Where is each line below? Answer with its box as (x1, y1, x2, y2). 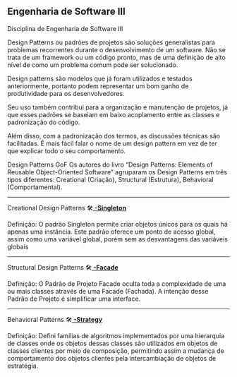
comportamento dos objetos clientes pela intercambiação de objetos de (7, 354, 217, 362)
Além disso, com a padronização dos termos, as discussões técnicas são (7, 131, 221, 140)
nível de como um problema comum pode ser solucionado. (7, 60, 178, 69)
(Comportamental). (7, 183, 63, 191)
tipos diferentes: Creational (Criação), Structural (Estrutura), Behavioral (7, 175, 214, 184)
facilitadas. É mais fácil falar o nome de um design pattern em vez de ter (7, 139, 217, 148)
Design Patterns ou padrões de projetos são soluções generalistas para (7, 38, 215, 47)
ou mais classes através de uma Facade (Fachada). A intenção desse (7, 287, 209, 295)
